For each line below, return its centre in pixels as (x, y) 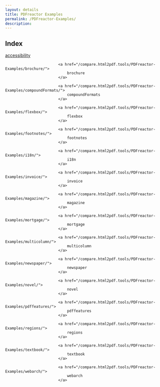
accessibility (18, 55)
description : (19, 23)
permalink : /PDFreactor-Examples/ (41, 19)
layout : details (22, 10)
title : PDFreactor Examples (34, 14)
